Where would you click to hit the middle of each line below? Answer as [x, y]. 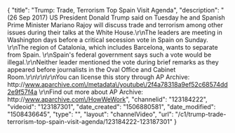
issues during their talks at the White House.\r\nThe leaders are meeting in [115, 32]
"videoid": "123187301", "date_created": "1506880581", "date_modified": [112, 107]
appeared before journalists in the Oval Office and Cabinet [92, 70]
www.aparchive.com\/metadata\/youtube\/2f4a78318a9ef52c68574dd [126, 84]
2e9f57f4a [22, 92]
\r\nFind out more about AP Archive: [91, 92]
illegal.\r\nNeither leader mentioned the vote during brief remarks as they [113, 62]
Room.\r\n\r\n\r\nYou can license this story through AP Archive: [99, 77]
